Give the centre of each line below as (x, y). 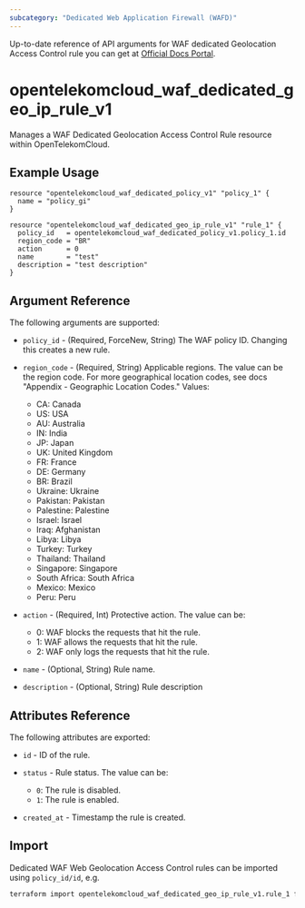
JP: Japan (55, 443)
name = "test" (59, 257)
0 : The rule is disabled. (78, 790)
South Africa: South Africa (85, 578)
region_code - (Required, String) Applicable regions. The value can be (152, 368)
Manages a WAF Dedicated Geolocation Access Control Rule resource (141, 134)
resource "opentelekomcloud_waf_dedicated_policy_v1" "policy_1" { (140, 193)
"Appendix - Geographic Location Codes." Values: (116, 387)
